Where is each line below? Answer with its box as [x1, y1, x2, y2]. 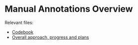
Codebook [11, 29, 34, 35]
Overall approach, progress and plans [11, 34, 89, 40]
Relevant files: [4, 20, 34, 25]
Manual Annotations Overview [4, 3, 133, 15]
